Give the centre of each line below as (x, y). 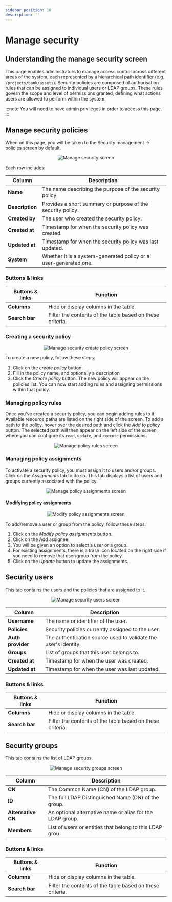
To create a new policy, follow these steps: (50, 357)
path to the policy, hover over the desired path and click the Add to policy (83, 425)
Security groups (32, 746)
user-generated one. (67, 263)
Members (20, 830)
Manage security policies (47, 130)
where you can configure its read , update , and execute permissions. (76, 436)
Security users (29, 577)
